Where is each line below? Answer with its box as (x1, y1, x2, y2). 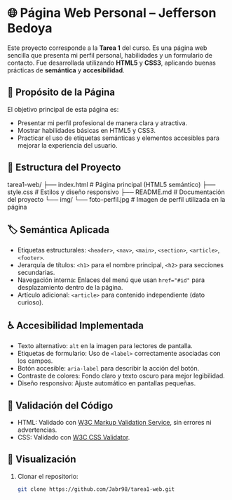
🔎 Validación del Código (7, 399, 114, 411)
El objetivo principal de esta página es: (7, 105, 119, 113)
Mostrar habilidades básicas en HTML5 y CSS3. (17, 126, 156, 134)
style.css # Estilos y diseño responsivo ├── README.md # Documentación (7, 188, 226, 196)
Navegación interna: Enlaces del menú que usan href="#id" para (17, 276, 205, 284)
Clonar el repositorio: (17, 472, 79, 480)
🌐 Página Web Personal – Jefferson (7, 5, 217, 21)
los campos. (17, 357, 53, 365)
